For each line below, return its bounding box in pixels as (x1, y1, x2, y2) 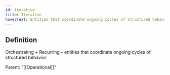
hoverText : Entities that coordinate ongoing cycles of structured (5, 17, 151, 22)
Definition (5, 35, 37, 44)
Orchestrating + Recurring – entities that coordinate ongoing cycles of (5, 49, 151, 55)
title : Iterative (5, 12, 42, 17)
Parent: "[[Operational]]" (5, 64, 57, 70)
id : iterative (5, 7, 35, 13)
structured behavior (5, 54, 47, 61)
